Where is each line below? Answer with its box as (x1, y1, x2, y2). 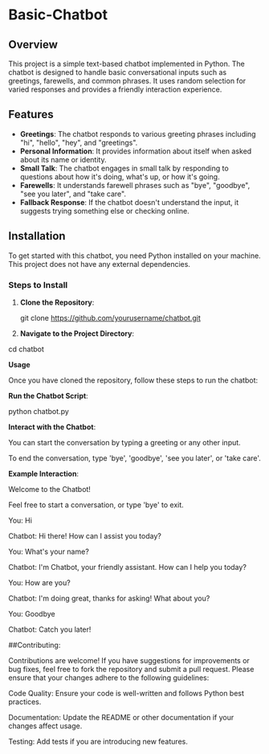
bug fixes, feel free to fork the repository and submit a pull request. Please (8, 664, 255, 674)
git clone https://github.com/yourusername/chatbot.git (19, 313, 201, 322)
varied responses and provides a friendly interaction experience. (8, 84, 222, 94)
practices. (8, 697, 42, 707)
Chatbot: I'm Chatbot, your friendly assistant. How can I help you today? (8, 562, 247, 572)
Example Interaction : (8, 469, 79, 478)
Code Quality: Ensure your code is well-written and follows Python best (8, 688, 245, 698)
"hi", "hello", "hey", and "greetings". (19, 137, 138, 147)
